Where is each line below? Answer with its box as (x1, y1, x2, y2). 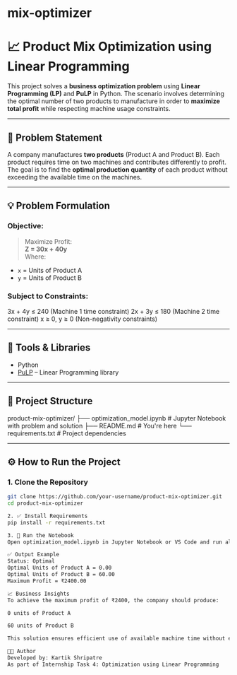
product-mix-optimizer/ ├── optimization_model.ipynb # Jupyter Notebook (7, 413, 226, 422)
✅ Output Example (7, 551, 60, 558)
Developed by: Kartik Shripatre (7, 655, 102, 662)
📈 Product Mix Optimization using (7, 39, 212, 54)
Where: (24, 252, 47, 261)
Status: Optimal (7, 558, 55, 565)
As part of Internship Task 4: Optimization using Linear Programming (7, 661, 219, 668)
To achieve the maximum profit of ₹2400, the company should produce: (7, 597, 219, 604)
